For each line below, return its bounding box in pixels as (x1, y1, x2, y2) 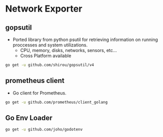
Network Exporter (5, 3, 83, 15)
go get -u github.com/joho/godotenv (5, 127, 83, 132)
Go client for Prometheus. (12, 89, 67, 96)
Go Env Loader (5, 113, 53, 122)
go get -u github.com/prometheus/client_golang (5, 100, 108, 105)
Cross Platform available (20, 53, 72, 59)
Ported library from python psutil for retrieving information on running (12, 36, 158, 42)
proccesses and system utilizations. (12, 42, 88, 48)
